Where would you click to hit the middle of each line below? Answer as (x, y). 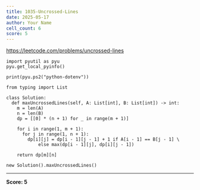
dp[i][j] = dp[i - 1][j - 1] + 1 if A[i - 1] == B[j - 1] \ (104, 140)
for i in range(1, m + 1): (50, 129)
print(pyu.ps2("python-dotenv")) (48, 77)
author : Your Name (29, 23)
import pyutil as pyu (33, 62)
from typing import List (37, 88)
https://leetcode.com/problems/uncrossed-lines (65, 50)
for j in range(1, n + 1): (55, 134)
